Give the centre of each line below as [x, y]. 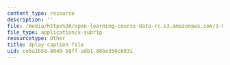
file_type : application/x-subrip [55, 32]
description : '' [30, 20]
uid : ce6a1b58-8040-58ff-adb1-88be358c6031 [70, 51]
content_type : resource [41, 13]
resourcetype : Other [37, 39]
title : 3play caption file [46, 45]
